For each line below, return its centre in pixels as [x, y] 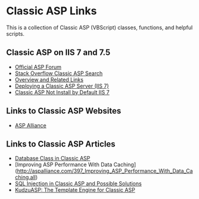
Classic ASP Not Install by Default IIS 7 [62, 92]
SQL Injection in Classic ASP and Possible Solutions [78, 184]
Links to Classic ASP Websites [64, 111]
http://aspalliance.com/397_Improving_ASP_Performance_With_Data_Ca [105, 171]
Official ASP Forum [38, 67]
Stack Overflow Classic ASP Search [59, 73]
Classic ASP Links [52, 11]
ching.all [25, 178]
